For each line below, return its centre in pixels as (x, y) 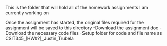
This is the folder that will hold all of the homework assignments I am (77, 7)
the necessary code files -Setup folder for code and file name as (95, 33)
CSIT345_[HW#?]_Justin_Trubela (40, 38)
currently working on (27, 13)
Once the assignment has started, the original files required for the (75, 22)
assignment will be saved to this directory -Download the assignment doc (82, 28)
